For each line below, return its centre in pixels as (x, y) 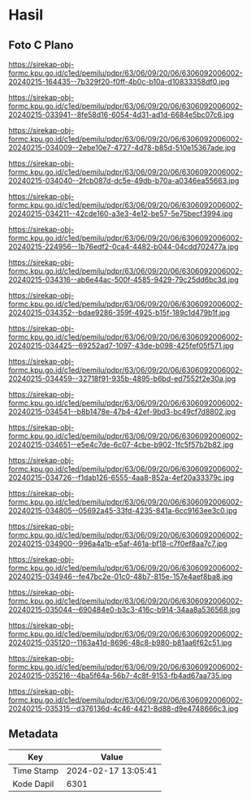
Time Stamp (36, 771)
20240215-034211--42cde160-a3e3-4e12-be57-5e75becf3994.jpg (121, 214)
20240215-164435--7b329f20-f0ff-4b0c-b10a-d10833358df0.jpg (119, 82)
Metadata (33, 734)
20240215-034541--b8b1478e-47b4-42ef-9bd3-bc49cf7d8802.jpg (122, 411)
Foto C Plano (41, 45)
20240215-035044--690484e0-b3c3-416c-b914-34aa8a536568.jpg (125, 610)
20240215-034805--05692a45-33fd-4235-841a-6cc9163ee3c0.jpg (123, 510)
